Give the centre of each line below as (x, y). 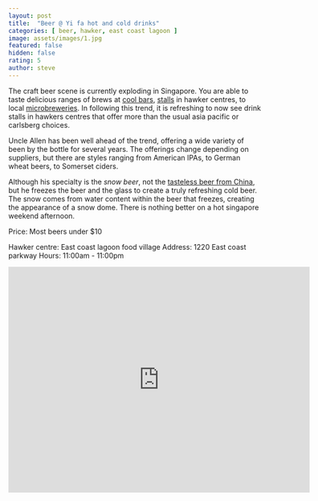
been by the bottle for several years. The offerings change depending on (128, 149)
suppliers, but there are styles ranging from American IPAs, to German (124, 157)
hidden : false (32, 53)
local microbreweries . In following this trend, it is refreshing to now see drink (135, 108)
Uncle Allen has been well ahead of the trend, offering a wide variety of (126, 141)
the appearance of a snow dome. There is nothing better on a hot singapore (134, 207)
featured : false (35, 46)
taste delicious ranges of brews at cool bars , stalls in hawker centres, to (127, 99)
